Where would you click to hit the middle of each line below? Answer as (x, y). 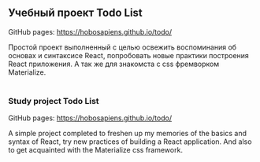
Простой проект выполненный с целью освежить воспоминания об (123, 47)
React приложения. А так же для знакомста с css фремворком (113, 64)
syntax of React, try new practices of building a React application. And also (130, 142)
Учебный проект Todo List (76, 13)
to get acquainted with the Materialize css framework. (96, 150)
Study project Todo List (54, 101)
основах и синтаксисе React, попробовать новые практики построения (129, 55)
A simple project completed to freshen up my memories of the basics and (127, 134)
